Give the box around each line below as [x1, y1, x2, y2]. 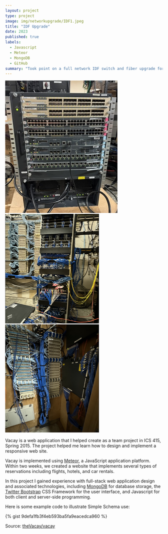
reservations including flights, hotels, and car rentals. [5, 469, 115, 475]
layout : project [5, 8, 39, 13]
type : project [5, 13, 35, 18]
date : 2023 [5, 29, 28, 34]
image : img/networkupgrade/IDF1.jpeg [5, 18, 84, 23]
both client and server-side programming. [5, 494, 91, 500]
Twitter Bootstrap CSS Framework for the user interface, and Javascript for [5, 489, 160, 495]
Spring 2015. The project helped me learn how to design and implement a [5, 443, 156, 449]
